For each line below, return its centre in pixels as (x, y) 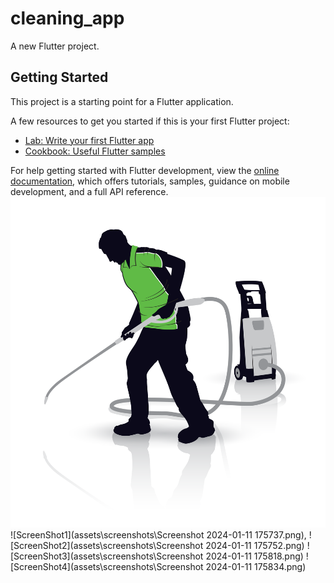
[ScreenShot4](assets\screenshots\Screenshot (107, 567)
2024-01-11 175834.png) (256, 567)
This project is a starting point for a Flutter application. (122, 101)
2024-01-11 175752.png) (255, 546)
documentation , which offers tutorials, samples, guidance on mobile (150, 181)
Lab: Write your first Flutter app (89, 140)
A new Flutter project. (55, 46)
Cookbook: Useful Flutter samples (95, 151)
